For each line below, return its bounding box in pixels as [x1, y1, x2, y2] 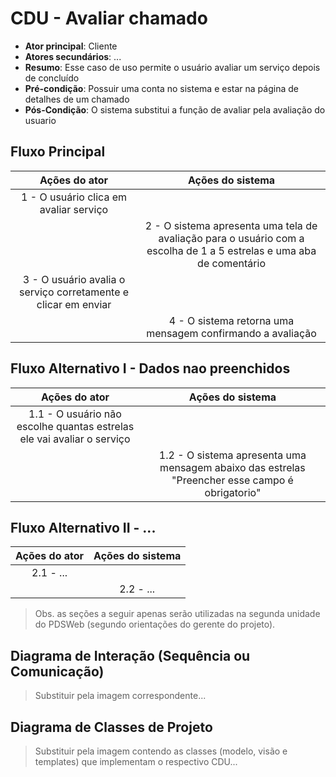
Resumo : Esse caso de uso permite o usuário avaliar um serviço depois [24, 61, 321, 73]
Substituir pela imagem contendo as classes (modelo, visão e [34, 745, 288, 757]
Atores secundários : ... [24, 50, 122, 62]
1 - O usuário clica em [21, 190, 128, 204]
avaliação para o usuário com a [158, 231, 305, 245]
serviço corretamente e [18, 285, 130, 299]
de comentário [197, 256, 266, 270]
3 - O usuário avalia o [22, 272, 126, 286]
